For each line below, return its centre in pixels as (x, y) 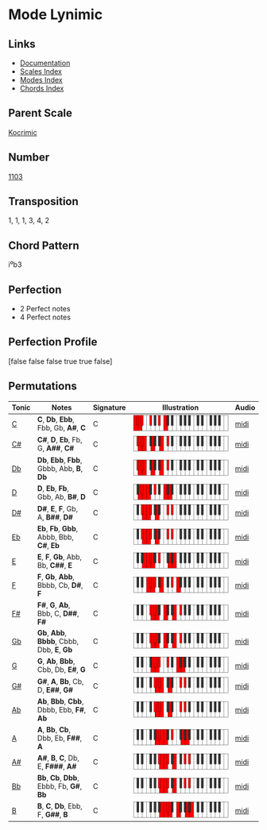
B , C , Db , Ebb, (60, 806)
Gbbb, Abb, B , (60, 468)
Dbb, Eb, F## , (60, 738)
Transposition (44, 201)
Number (29, 158)
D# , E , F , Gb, (57, 508)
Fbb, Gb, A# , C (61, 428)
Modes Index (41, 80)
